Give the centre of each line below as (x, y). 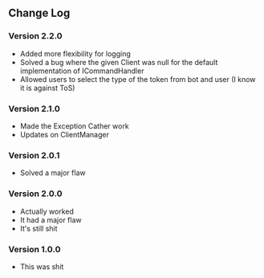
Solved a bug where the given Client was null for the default (119, 62)
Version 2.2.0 (35, 36)
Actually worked (47, 211)
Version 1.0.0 (35, 249)
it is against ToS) (47, 88)
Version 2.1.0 (34, 108)
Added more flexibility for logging (75, 53)
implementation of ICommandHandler (82, 71)
